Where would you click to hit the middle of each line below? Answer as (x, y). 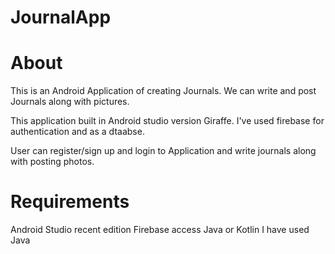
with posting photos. (52, 162)
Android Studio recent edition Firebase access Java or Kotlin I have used (160, 230)
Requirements (70, 202)
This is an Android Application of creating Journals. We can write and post (163, 91)
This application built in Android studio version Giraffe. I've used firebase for (167, 121)
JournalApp (61, 17)
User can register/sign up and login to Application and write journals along (163, 151)
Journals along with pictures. (70, 102)
